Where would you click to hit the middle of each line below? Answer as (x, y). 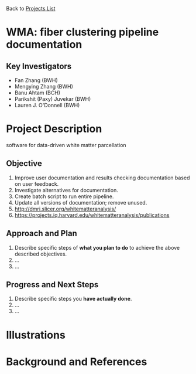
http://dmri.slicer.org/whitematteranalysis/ (65, 209)
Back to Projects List (31, 8)
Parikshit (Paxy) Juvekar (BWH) (53, 99)
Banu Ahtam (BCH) (37, 93)
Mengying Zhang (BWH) (44, 86)
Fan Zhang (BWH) (36, 80)
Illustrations (36, 335)
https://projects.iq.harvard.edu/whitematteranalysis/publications (92, 215)
